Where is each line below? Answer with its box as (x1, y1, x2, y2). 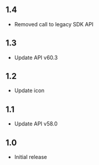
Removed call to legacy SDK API (14, 20, 94, 27)
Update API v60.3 (14, 54, 58, 61)
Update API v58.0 (14, 120, 58, 127)
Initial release (14, 154, 47, 161)
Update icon (14, 87, 45, 94)
